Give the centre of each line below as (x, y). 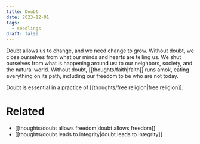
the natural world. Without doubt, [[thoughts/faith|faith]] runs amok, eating (98, 70)
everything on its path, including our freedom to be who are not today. (93, 76)
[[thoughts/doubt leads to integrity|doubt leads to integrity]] (89, 134)
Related (25, 112)
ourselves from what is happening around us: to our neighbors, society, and (99, 64)
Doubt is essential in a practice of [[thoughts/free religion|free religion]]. (95, 87)
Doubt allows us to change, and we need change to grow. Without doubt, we (100, 51)
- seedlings (27, 28)
